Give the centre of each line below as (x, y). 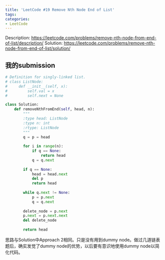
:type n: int (37, 123)
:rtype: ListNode (41, 128)
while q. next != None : (47, 193)
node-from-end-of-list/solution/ (38, 48)
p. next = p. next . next (46, 216)
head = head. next (50, 174)
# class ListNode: (24, 82)
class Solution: (22, 105)
